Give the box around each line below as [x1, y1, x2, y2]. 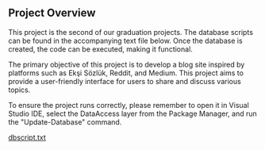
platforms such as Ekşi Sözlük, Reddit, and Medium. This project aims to [8, 67, 244, 78]
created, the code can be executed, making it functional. [8, 44, 193, 54]
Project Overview [8, 6, 96, 20]
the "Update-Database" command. [8, 117, 122, 126]
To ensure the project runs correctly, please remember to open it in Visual [8, 100, 250, 110]
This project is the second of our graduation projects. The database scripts [8, 27, 254, 37]
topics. [8, 85, 31, 94]
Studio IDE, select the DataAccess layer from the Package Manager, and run [8, 109, 258, 118]
